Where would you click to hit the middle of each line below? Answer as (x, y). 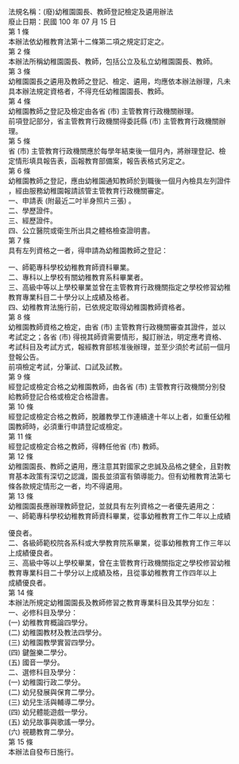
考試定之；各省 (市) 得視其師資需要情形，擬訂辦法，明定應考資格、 (117, 337)
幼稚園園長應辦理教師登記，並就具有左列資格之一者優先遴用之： (112, 506)
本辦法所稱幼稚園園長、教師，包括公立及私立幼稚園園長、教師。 (112, 61)
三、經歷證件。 (33, 220)
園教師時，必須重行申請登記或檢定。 (67, 427)
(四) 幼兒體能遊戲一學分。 (50, 712)
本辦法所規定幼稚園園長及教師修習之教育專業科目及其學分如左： (112, 602)
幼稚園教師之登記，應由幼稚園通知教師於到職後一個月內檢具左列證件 (119, 181)
